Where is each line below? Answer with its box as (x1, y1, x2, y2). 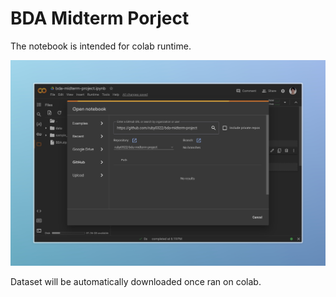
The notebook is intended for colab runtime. (10, 40, 192, 52)
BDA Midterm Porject (10, 7, 190, 30)
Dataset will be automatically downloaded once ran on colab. (10, 276, 262, 288)
